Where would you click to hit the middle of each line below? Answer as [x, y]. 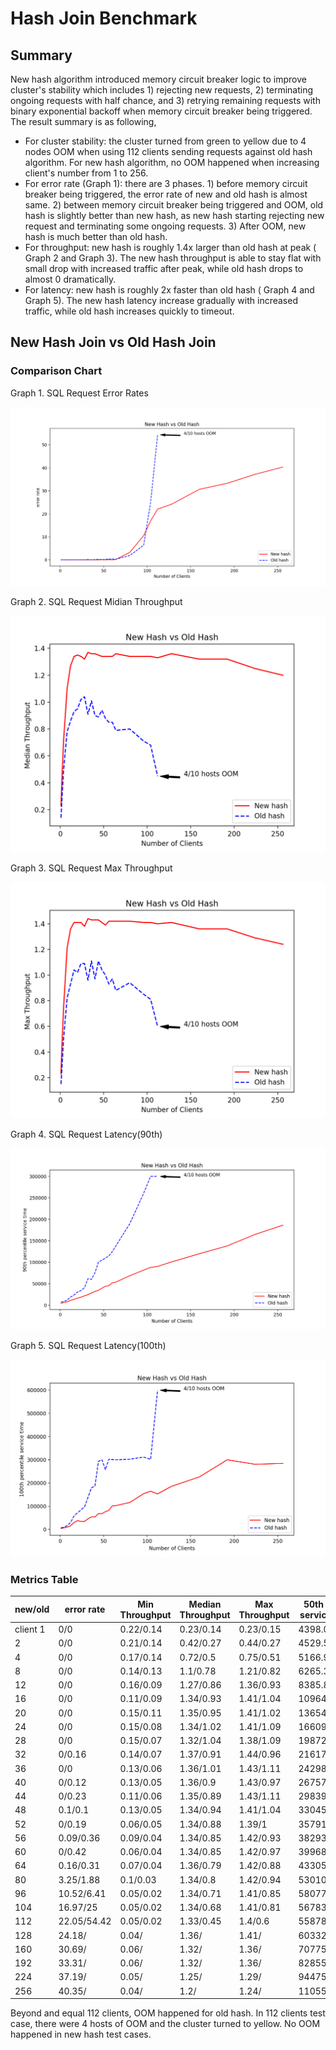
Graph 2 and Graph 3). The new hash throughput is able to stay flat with [173, 258]
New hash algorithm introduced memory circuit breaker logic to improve [158, 79]
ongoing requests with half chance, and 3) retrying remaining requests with [165, 100]
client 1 [30, 1629]
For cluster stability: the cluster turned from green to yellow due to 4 [165, 141]
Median [205, 1604]
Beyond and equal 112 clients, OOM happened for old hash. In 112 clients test [168, 2013]
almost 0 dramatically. [70, 279]
